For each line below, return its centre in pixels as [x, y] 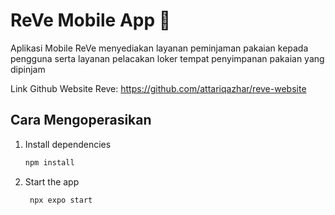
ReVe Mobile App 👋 [91, 20]
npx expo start [61, 200]
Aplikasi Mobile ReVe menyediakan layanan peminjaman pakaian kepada [159, 48]
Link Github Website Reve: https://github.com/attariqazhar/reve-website [158, 88]
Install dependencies [68, 144]
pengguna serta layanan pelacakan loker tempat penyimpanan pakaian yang [167, 58]
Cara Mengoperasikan [81, 120]
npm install [49, 162]
